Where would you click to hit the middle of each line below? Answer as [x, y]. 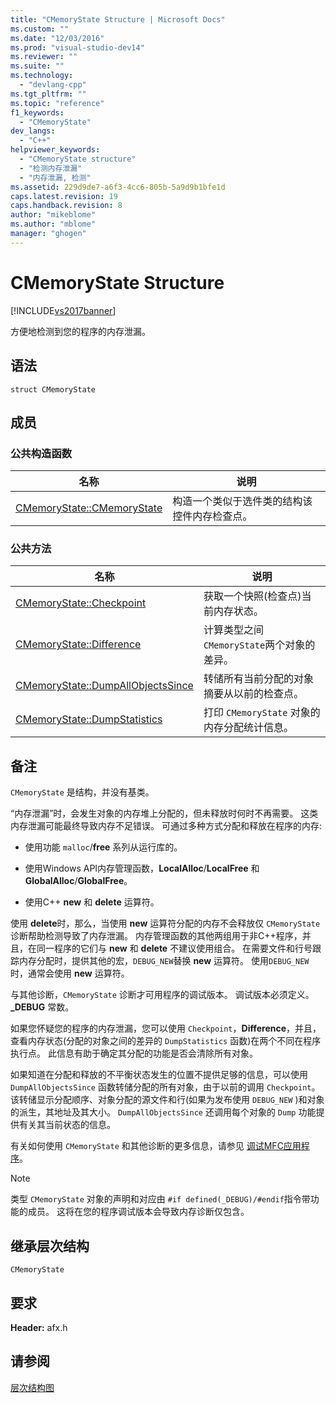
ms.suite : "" [37, 66]
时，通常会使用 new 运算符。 [70, 973]
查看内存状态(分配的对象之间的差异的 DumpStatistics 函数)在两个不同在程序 [166, 1041]
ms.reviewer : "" [44, 57]
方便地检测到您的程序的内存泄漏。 [80, 331]
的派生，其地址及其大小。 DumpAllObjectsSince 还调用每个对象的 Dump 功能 [163, 1112]
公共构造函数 [41, 453]
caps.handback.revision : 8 [66, 206]
